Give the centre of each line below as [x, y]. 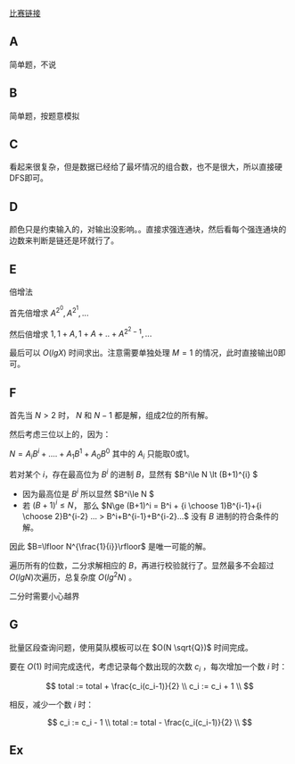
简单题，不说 [33, 64]
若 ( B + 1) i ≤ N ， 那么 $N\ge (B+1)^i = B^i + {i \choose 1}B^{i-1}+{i [142, 505]
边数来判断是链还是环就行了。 [64, 240]
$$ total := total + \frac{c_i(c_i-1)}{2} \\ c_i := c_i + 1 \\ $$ [150, 685]
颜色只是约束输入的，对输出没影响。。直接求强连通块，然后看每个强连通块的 [148, 230]
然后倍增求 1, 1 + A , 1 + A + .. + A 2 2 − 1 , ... [81, 332]
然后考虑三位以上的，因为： [60, 434]
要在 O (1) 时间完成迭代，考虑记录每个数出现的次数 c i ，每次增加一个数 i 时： [148, 667]
